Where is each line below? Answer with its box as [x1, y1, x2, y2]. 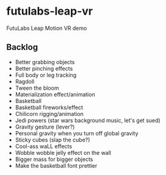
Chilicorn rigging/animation [15, 110, 84, 117]
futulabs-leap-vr [6, 4, 93, 18]
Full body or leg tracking [15, 71, 77, 79]
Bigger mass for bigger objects [15, 155, 93, 163]
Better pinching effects [15, 65, 73, 72]
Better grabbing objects [15, 58, 75, 65]
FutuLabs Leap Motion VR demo [6, 24, 87, 32]
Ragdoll [15, 77, 35, 85]
